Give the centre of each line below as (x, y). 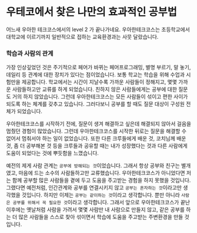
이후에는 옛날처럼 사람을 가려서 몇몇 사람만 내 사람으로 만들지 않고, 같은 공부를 (96, 210)
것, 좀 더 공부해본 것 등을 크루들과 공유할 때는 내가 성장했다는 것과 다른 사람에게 (97, 146)
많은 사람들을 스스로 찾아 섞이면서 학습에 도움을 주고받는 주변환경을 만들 (101, 217)
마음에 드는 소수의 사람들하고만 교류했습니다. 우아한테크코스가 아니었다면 (102, 173)
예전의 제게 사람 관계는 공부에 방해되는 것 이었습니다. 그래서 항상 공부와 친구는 (93, 166)
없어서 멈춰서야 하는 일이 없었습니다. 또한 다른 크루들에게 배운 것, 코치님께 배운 (96, 139)
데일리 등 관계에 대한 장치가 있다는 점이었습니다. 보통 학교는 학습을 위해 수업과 (96, 75)
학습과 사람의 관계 (30, 53)
